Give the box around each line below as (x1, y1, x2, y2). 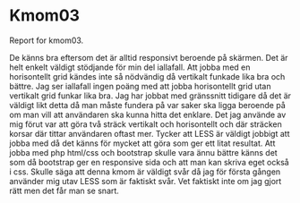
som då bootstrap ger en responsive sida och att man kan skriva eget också (9, 156, 289, 167)
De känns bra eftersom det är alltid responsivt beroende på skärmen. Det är (9, 52, 288, 63)
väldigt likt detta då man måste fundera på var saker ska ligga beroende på (9, 99, 286, 110)
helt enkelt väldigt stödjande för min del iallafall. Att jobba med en (9, 62, 251, 72)
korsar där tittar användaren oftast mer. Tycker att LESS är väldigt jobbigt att (9, 128, 290, 139)
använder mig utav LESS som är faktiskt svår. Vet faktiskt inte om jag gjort (9, 175, 282, 186)
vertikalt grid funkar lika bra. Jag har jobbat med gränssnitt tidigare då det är (9, 90, 292, 101)
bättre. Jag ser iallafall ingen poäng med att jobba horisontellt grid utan (9, 80, 271, 91)
